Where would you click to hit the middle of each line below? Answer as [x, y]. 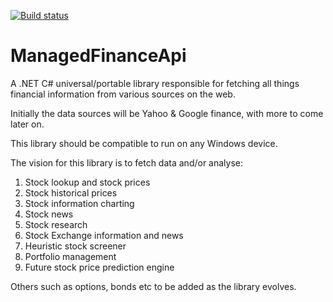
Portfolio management [70, 256]
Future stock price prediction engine [99, 267]
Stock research [56, 224]
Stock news [49, 214]
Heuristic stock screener [75, 246]
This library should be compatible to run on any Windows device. [144, 143]
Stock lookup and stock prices [87, 182]
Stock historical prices [71, 192]
